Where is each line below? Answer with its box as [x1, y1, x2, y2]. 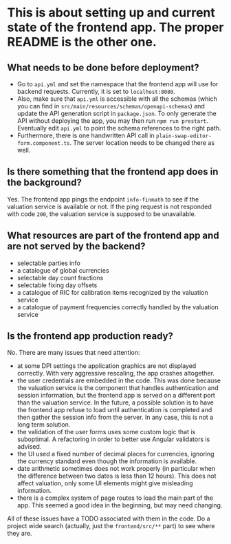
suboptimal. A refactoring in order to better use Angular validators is [16, 435, 210, 443]
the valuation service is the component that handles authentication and [16, 384, 219, 392]
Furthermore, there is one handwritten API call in [16, 131, 155, 139]
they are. [7, 530, 32, 538]
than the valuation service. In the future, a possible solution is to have [16, 398, 214, 407]
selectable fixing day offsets [16, 281, 98, 289]
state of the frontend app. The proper [7, 19, 224, 35]
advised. [16, 443, 42, 451]
